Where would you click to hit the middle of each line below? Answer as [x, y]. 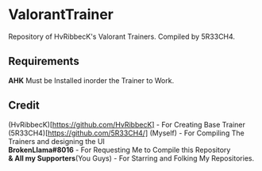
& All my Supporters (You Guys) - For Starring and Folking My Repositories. [131, 158]
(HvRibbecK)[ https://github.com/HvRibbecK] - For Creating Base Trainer [127, 124]
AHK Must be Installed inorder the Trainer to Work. [91, 80]
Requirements [44, 61]
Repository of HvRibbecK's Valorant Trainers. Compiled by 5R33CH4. [122, 36]
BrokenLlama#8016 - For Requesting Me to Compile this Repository [119, 150]
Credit [24, 106]
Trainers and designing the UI [57, 141]
